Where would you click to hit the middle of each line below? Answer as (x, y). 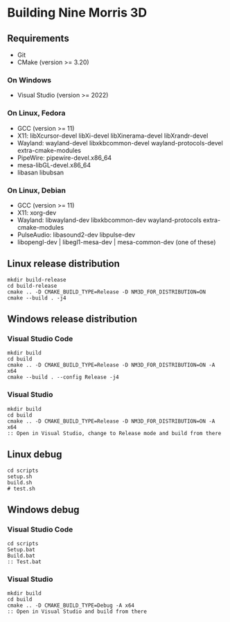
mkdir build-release (37, 280)
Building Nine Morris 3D (77, 13)
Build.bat (21, 556)
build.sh (20, 482)
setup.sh (20, 476)
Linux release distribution (63, 264)
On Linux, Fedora (36, 113)
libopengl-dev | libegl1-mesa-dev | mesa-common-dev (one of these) (116, 242)
